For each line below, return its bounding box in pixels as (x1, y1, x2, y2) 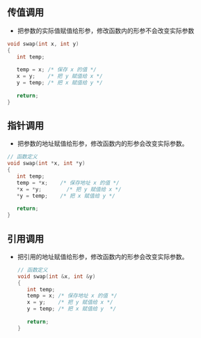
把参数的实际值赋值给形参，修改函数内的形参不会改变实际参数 (17, 26, 195, 35)
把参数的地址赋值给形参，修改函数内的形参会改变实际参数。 (17, 139, 188, 148)
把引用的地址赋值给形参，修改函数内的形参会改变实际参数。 (17, 252, 188, 261)
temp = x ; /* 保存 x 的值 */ (16, 66, 97, 73)
